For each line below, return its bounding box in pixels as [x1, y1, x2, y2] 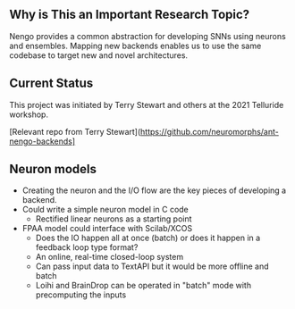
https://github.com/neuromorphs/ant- [139, 126, 279, 137]
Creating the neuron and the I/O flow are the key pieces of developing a [21, 185, 287, 196]
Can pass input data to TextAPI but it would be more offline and [35, 261, 270, 271]
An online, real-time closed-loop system [35, 252, 184, 263]
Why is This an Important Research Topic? [9, 7, 250, 22]
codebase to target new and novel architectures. [9, 49, 189, 61]
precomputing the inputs [35, 289, 127, 300]
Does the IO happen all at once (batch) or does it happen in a [35, 232, 261, 244]
